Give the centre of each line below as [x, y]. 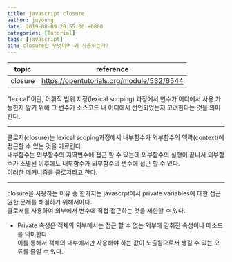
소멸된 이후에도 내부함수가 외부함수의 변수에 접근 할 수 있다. [100, 163]
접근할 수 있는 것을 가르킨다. [45, 146]
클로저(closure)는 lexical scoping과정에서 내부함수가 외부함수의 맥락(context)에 [116, 137]
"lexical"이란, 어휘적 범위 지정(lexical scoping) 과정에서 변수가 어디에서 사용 [110, 99]
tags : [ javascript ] [35, 40]
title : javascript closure [46, 14]
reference [112, 69]
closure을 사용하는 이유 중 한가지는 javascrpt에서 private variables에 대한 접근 [114, 193]
